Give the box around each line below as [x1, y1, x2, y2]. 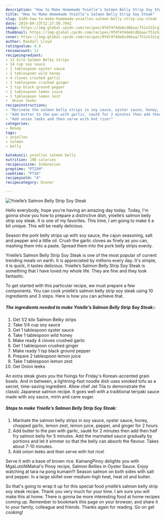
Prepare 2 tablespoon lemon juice [12, 353, 81, 359]
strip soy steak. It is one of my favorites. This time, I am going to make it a [5, 218, 154, 223]
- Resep [5, 125, 22, 130]
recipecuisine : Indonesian [5, 162, 61, 167]
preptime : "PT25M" [5, 166, 43, 172]
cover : [5, 35, 19, 40]
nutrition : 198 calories [5, 157, 56, 162]
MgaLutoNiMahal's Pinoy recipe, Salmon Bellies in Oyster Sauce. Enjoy [5, 463, 149, 469]
